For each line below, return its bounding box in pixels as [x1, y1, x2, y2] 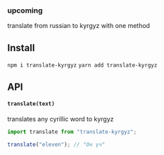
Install [7, 41, 35, 54]
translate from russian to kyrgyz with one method [7, 22, 150, 30]
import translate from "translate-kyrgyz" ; [7, 128, 137, 135]
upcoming [7, 6, 44, 15]
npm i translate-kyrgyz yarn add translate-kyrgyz [7, 62, 158, 69]
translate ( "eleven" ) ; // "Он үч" [7, 141, 106, 148]
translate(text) [7, 100, 55, 107]
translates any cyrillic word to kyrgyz [7, 114, 114, 123]
